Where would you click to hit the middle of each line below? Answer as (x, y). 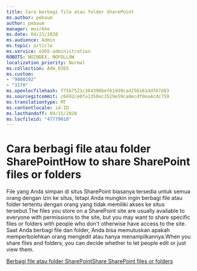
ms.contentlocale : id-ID (38, 108)
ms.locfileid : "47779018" (39, 119)
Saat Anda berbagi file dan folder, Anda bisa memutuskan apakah (88, 230)
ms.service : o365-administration (48, 52)
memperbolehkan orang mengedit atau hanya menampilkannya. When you (98, 236)
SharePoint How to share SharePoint (98, 162)
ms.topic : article (29, 46)
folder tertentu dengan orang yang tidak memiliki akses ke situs (85, 204)
